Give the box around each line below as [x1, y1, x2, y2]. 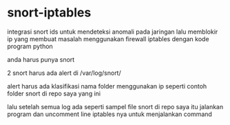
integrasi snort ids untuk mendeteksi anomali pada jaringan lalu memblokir [7, 27, 218, 36]
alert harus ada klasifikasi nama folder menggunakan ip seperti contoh [7, 82, 207, 90]
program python [7, 42, 53, 50]
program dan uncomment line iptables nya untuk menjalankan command [7, 110, 212, 118]
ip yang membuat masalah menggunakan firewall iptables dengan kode [7, 34, 209, 43]
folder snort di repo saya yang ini [7, 89, 101, 98]
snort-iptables [7, 5, 92, 21]
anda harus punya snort [7, 55, 75, 63]
